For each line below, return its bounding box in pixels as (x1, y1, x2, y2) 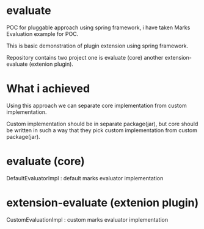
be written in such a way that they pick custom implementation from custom (6, 126, 197, 134)
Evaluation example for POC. (6, 30, 79, 37)
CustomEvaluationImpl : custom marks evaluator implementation (6, 216, 169, 223)
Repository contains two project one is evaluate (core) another (6, 54, 164, 61)
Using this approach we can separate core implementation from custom (6, 102, 188, 109)
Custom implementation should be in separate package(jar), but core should (6, 120, 199, 127)
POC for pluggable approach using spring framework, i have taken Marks (6, 24, 191, 31)
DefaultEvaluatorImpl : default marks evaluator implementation (6, 174, 164, 181)
